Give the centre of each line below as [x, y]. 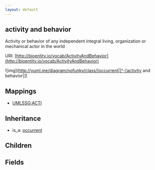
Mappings [21, 91]
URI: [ [11, 56]
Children [18, 146]
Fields [15, 162]
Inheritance [23, 118]
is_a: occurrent [27, 130]
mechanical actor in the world [35, 47]
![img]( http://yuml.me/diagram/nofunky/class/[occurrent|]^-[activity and [78, 71]
